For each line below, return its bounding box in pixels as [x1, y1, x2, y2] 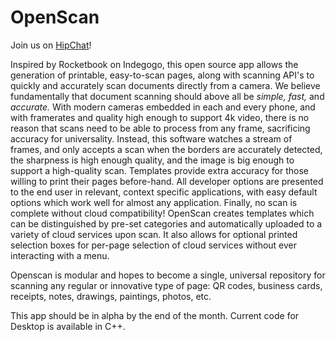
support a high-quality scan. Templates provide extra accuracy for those [10, 164, 309, 176]
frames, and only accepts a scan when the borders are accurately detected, [10, 143, 323, 155]
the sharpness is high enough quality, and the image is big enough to [10, 154, 295, 166]
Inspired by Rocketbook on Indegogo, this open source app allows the [10, 58, 299, 70]
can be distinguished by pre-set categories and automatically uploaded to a [10, 217, 323, 230]
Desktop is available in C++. [10, 320, 126, 332]
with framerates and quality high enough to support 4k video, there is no [10, 111, 310, 123]
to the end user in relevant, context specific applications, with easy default [10, 186, 318, 198]
